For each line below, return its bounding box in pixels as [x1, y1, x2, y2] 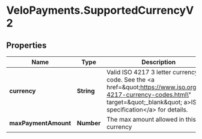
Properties [6, 40, 47, 50]
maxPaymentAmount [9, 119, 72, 127]
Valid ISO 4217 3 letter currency [106, 68, 198, 76]
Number [77, 119, 101, 127]
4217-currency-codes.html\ [106, 90, 189, 99]
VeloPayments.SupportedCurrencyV [6, 4, 194, 17]
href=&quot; [106, 83, 141, 91]
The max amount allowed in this [106, 115, 197, 123]
